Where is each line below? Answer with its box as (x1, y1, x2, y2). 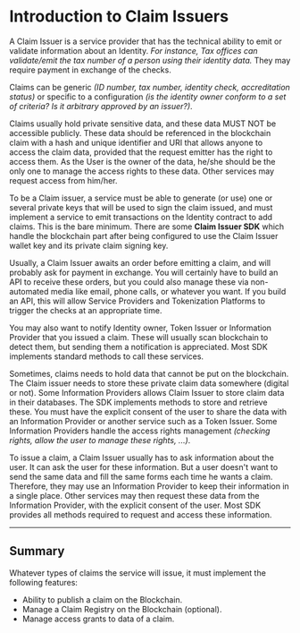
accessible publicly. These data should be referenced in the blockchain (9, 127, 271, 138)
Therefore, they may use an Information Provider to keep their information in (9, 481, 290, 492)
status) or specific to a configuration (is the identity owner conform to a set (9, 91, 287, 102)
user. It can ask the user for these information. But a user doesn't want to (9, 461, 279, 472)
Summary (9, 543, 65, 559)
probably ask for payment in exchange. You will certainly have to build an (9, 267, 279, 278)
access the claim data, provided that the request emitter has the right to (9, 146, 273, 158)
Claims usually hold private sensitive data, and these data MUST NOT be (9, 118, 277, 129)
